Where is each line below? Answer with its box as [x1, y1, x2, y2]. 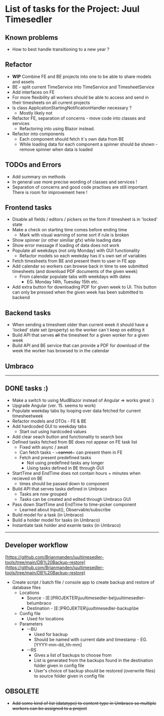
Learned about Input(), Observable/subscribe [19, 506, 111, 513]
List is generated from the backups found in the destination [34, 657, 153, 663]
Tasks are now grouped [19, 491, 67, 497]
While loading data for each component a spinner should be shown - [19, 141, 158, 147]
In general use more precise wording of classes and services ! [12, 179, 138, 185]
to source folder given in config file [34, 673, 105, 679]
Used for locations [26, 616, 64, 621]
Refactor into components [12, 131, 65, 137]
